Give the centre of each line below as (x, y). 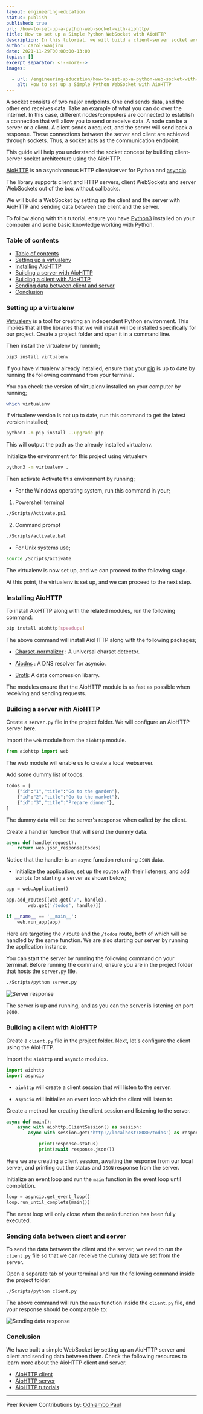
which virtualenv (28, 404)
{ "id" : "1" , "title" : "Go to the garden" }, (69, 791)
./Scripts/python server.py (42, 982)
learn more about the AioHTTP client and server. (66, 1363)
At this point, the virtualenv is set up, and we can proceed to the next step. (99, 582)
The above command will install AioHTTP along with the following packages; (101, 640)
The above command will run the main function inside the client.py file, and (101, 1303)
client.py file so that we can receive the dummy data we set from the (93, 1255)
